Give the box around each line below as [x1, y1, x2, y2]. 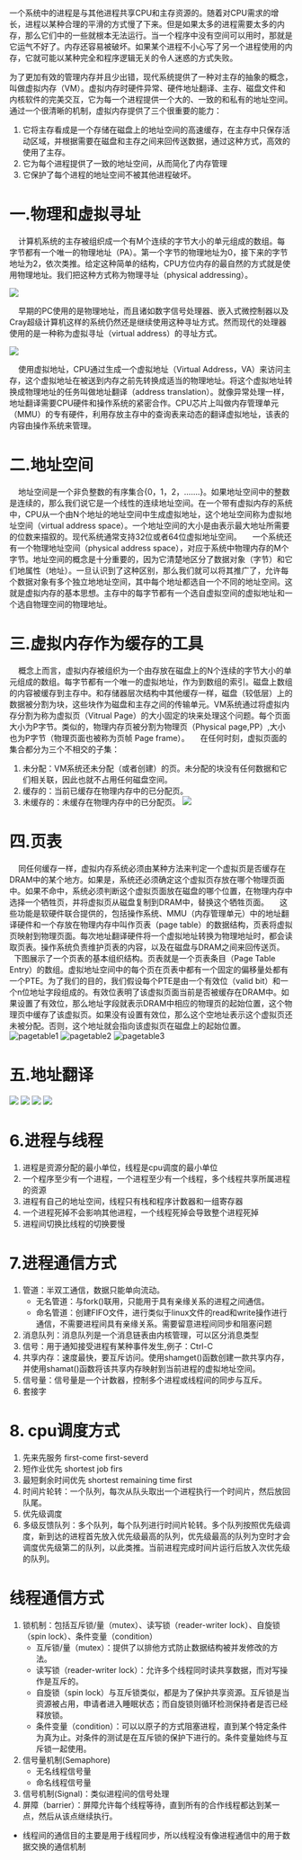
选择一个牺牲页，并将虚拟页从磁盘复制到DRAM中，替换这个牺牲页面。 [9, 897, 270, 908]
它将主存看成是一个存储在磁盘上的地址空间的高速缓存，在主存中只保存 [22, 124, 283, 136]
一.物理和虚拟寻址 [9, 204, 141, 225]
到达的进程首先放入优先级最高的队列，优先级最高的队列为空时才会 [46, 1531, 290, 1542]
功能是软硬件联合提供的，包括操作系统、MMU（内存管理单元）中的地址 [16, 908, 281, 918]
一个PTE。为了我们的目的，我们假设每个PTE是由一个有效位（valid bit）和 [9, 975, 281, 986]
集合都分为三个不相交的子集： [9, 744, 120, 755]
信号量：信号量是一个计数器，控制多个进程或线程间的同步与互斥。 [22, 1374, 267, 1385]
